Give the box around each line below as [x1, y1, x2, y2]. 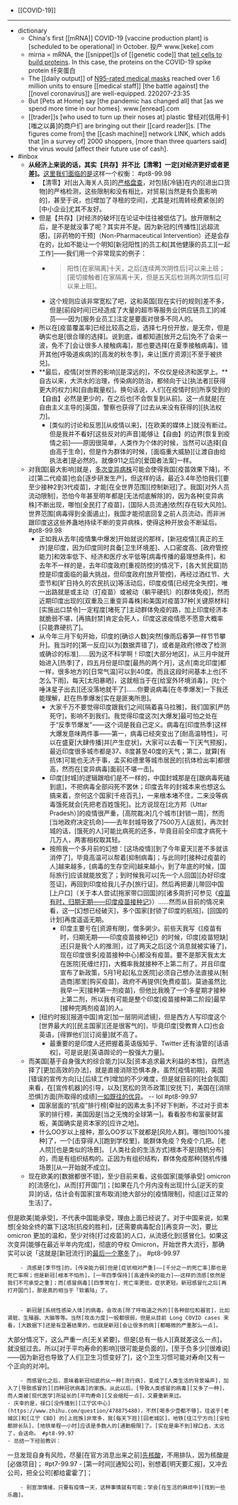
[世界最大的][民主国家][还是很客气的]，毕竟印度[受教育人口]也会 [38, 1021, 225, 1030]
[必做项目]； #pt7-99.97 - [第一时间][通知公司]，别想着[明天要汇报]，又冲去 [7, 1460, 228, 1468]
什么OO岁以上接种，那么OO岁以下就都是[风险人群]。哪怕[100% [38, 1128, 225, 1136]
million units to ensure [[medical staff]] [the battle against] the [28, 81, 209, 90]
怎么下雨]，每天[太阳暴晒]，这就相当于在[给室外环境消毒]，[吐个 [38, 676, 227, 684]
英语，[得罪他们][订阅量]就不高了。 [38, 1030, 142, 1038]
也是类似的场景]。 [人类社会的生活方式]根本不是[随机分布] [55, 1145, 225, 1154]
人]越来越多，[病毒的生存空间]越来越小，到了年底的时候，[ [49, 862, 220, 870]
